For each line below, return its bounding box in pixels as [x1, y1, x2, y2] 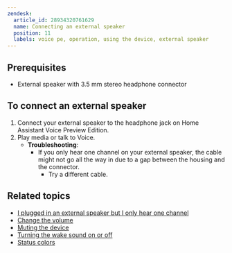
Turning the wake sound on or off [17, 230, 113, 239]
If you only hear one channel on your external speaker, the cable [37, 148, 222, 156]
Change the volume [17, 216, 74, 224]
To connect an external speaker [7, 100, 147, 112]
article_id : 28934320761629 [13, 17, 95, 24]
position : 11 [13, 29, 51, 37]
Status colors [17, 238, 55, 246]
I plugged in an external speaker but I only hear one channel [17, 209, 189, 217]
